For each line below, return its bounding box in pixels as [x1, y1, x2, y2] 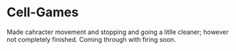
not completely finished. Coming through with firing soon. [6, 35, 176, 43]
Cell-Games [6, 4, 79, 21]
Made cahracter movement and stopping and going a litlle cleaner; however [6, 28, 229, 36]
